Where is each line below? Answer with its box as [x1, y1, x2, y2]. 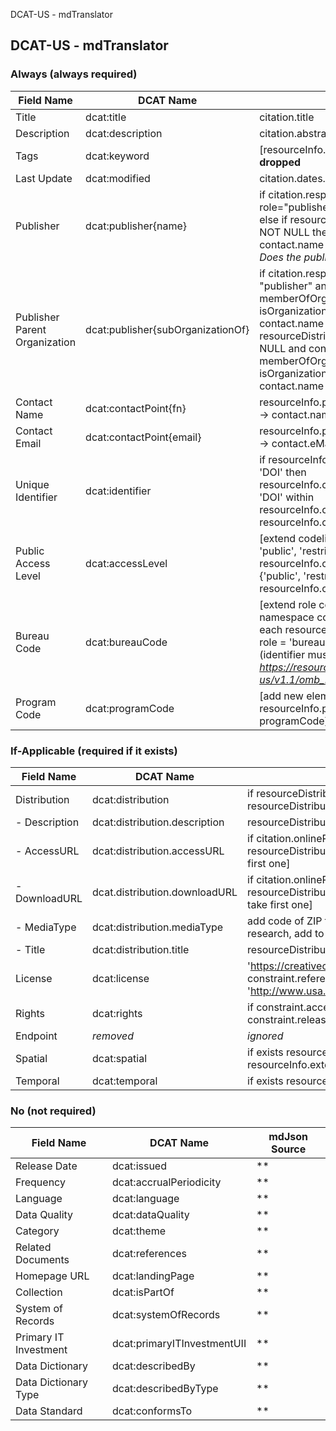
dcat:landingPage [112, 1269, 195, 1283]
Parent [15, 322, 47, 336]
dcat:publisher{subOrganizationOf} [85, 322, 250, 336]
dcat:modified [85, 171, 151, 185]
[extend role [259, 597, 317, 611]
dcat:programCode [85, 701, 175, 715]
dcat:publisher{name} [85, 219, 188, 233]
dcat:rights [92, 1006, 143, 1020]
